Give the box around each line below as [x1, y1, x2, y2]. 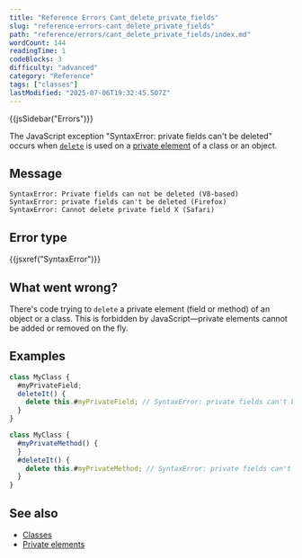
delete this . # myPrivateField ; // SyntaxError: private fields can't [25, 397, 288, 407]
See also [9, 505, 58, 521]
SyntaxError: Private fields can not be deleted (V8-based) [9, 190, 240, 199]
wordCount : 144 [9, 38, 67, 48]
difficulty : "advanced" [9, 64, 99, 73]
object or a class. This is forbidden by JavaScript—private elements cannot [9, 313, 288, 323]
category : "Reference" [9, 72, 94, 81]
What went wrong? [9, 279, 119, 295]
